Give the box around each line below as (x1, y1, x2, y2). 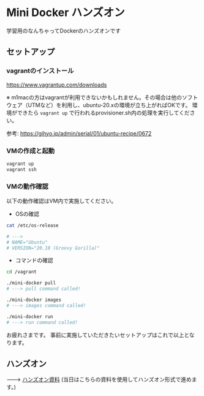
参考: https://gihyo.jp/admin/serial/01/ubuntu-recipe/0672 (6, 129, 152, 137)
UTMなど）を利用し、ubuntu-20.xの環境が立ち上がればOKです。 (27, 101, 191, 109)
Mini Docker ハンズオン (6, 6, 125, 20)
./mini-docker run (6, 313, 53, 319)
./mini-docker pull (6, 280, 56, 286)
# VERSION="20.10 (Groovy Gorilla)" (6, 245, 100, 251)
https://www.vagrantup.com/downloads (6, 81, 107, 88)
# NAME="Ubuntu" (6, 239, 48, 245)
